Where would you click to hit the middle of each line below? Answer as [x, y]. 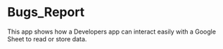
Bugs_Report [46, 12]
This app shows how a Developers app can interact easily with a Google [112, 31]
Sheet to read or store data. [47, 38]
